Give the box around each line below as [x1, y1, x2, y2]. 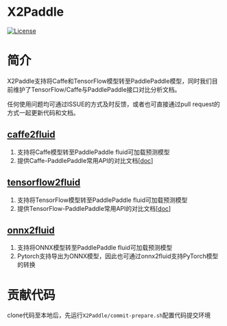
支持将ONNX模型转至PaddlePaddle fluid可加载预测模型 [16, 244, 173, 252]
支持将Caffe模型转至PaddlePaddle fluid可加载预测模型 [16, 148, 170, 156]
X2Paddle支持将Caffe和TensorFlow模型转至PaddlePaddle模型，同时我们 [7, 77, 213, 85]
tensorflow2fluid [7, 177, 81, 188]
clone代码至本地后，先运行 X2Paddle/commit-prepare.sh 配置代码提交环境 [7, 311, 211, 319]
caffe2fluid [7, 129, 56, 140]
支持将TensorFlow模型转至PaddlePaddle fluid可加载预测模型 [16, 196, 188, 204]
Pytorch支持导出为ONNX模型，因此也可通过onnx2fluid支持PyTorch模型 [16, 252, 219, 260]
